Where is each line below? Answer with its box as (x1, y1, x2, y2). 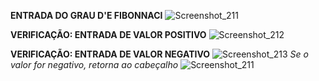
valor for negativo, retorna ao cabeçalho (10, 59, 179, 70)
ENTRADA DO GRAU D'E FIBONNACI (10, 10, 163, 21)
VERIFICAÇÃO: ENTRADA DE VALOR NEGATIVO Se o (10, 48, 309, 60)
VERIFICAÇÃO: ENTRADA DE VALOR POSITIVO (10, 29, 207, 40)
